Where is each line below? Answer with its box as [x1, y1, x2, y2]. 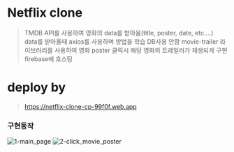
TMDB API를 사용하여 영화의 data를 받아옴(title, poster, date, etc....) [24, 28, 214, 37]
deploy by [7, 80, 66, 95]
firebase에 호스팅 [24, 54, 73, 63]
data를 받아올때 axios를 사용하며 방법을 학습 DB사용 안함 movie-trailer [24, 37, 219, 46]
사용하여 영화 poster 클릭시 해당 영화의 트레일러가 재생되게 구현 [54, 46, 228, 54]
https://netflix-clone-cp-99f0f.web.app [24, 102, 138, 110]
